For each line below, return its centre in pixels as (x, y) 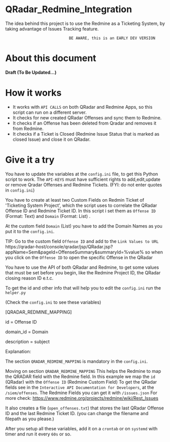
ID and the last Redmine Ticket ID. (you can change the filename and (77, 413)
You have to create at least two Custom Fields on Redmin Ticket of (75, 200)
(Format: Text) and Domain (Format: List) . (48, 216)
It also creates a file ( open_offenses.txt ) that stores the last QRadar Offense (84, 408)
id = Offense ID (21, 322)
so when (154, 252)
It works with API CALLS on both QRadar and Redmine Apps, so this (82, 107)
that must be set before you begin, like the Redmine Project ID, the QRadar (83, 272)
